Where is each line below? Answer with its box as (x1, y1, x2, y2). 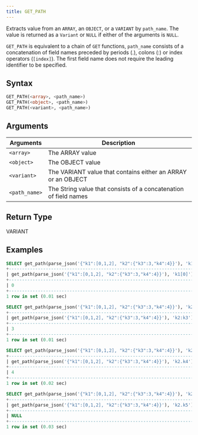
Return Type (6, 212, 52, 222)
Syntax (6, 78, 33, 88)
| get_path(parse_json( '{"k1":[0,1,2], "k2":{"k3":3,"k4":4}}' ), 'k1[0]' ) (6, 272, 194, 278)
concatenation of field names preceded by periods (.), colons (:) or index (6, 48, 183, 56)
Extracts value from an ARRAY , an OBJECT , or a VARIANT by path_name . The (6, 25, 179, 32)
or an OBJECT (48, 175, 88, 183)
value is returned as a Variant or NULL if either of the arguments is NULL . (6, 31, 179, 38)
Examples (6, 245, 43, 255)
